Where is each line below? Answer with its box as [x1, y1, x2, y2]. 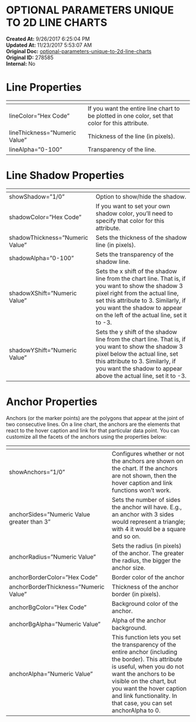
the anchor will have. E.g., [111, 503, 182, 511]
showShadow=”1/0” [9, 192, 65, 201]
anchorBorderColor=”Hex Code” [9, 573, 98, 581]
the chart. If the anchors [111, 464, 178, 472]
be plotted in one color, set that [87, 112, 173, 120]
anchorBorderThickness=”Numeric [9, 583, 105, 591]
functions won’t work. [111, 486, 171, 494]
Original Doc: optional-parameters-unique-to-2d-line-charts [6, 47, 152, 54]
